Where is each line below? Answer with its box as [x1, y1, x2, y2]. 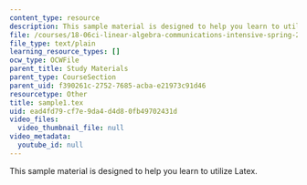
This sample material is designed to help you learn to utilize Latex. [9, 165, 258, 176]
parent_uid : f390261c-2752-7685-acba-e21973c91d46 [9, 81, 206, 90]
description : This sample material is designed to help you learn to [9, 22, 281, 31]
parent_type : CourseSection [9, 73, 117, 82]
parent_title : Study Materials [9, 65, 129, 74]
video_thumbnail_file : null [17, 124, 125, 133]
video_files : [9, 115, 59, 124]
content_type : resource [9, 13, 101, 23]
